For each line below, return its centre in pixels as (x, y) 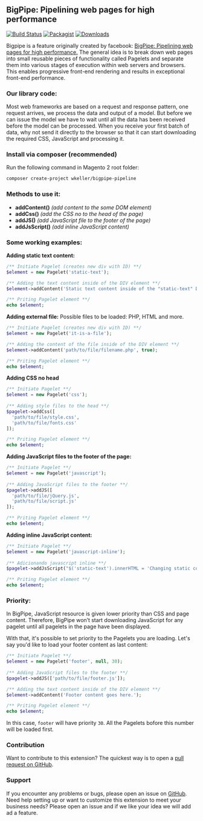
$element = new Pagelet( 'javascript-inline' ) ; (66, 552)
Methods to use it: (34, 194)
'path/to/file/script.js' (44, 501)
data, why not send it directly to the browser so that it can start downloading (101, 132)
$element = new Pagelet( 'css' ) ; (47, 395)
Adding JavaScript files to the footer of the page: (69, 456)
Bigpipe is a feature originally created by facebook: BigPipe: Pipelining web (100, 45)
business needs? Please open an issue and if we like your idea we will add (99, 806)
